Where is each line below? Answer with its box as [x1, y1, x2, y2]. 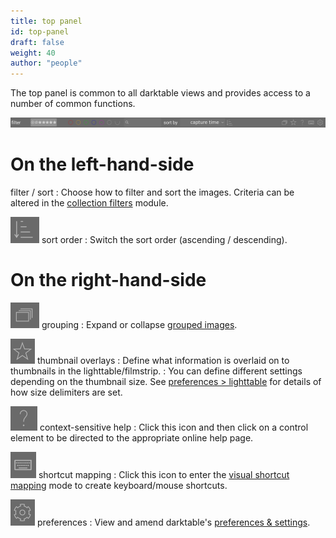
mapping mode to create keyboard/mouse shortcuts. [10, 479, 228, 491]
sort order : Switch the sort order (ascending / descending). [41, 233, 288, 245]
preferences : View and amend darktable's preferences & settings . [36, 516, 311, 528]
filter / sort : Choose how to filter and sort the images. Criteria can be [10, 186, 295, 198]
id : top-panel [10, 26, 70, 37]
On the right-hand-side [10, 269, 207, 291]
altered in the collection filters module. [10, 196, 169, 209]
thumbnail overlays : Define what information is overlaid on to [36, 354, 290, 366]
